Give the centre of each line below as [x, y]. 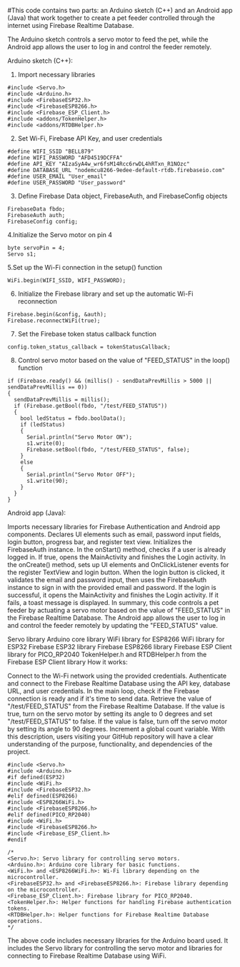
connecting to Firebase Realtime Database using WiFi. [87, 956]
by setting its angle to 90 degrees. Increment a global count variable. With [116, 729]
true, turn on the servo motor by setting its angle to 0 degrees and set [110, 714]
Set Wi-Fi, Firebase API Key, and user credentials [90, 138]
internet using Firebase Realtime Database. [71, 25]
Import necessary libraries [56, 75]
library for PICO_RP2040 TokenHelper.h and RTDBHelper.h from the [107, 654]
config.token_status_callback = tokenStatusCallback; [89, 347]
